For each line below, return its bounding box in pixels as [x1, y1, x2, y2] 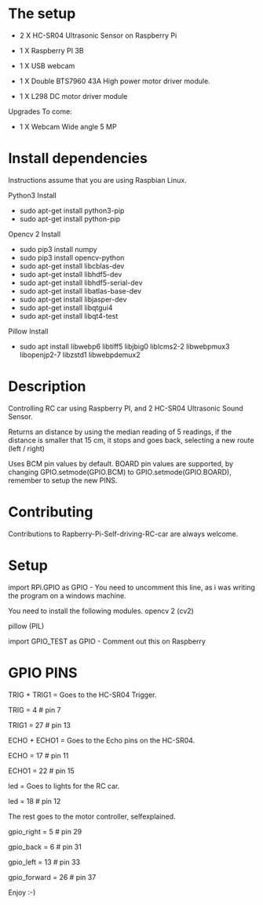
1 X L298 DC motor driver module [19, 91, 128, 100]
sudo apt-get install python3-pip [19, 206, 125, 215]
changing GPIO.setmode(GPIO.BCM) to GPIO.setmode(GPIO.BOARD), [8, 467, 232, 476]
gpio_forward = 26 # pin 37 [8, 872, 97, 881]
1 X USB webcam [19, 60, 75, 71]
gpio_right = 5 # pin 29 [8, 827, 82, 836]
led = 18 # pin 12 [8, 796, 61, 805]
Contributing [8, 503, 93, 520]
